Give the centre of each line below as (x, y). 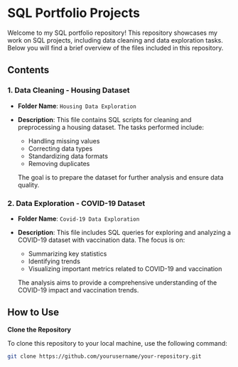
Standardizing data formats (68, 156)
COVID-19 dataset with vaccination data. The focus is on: (101, 240)
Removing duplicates (59, 163)
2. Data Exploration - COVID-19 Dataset (76, 203)
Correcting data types (60, 148)
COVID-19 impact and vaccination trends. (78, 290)
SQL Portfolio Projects (74, 13)
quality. (28, 185)
